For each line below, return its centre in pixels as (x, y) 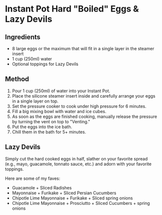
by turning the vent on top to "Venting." (51, 121)
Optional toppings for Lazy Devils (45, 64)
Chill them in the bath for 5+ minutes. (49, 132)
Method (17, 79)
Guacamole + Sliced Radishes (42, 187)
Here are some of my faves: (33, 178)
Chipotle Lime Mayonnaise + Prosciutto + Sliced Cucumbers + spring (81, 203)
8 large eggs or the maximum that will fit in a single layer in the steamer (83, 49)
